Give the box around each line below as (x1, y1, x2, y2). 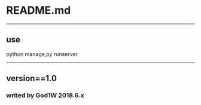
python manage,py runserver (6, 50, 78, 57)
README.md (6, 4, 71, 17)
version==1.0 (6, 73, 57, 84)
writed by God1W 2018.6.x (6, 91, 84, 100)
